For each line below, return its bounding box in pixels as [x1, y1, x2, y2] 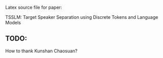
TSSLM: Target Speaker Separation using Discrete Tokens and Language [5, 14, 158, 20]
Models [5, 20, 21, 25]
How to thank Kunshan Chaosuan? [5, 48, 78, 54]
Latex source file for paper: [5, 5, 62, 10]
